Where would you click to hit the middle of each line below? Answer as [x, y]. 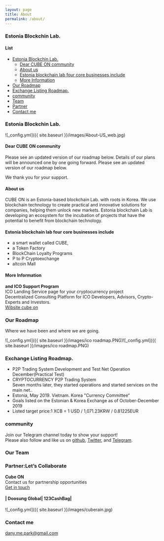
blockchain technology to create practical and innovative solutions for [76, 205]
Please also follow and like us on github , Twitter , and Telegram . [69, 440]
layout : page [18, 10]
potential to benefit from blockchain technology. [54, 221]
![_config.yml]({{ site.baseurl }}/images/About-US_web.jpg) [65, 135]
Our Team [17, 453]
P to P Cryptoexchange [36, 259]
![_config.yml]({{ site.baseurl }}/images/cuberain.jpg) [59, 509]
